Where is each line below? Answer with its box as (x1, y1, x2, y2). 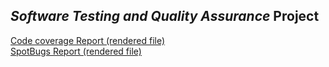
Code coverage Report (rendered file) (10, 34, 166, 46)
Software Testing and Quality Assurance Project (10, 8, 320, 25)
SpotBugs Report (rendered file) (10, 45, 142, 57)
